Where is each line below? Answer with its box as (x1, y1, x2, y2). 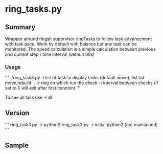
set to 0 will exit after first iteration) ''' (5, 85, 81, 91)
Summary (5, 23, 36, 31)
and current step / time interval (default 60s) (5, 51, 94, 57)
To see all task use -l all (5, 94, 53, 101)
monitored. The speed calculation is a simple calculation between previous (5, 46, 156, 52)
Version (5, 109, 29, 117)
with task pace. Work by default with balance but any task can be (5, 41, 137, 47)
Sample (5, 141, 29, 150)
